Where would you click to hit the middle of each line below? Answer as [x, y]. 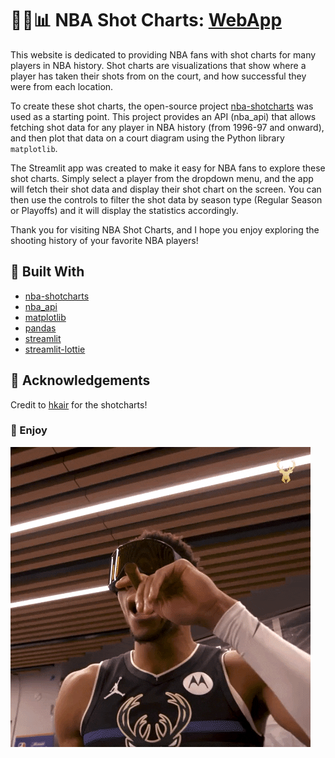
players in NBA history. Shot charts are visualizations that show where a [158, 65]
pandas [40, 328]
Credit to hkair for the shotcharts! [79, 404]
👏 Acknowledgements [80, 380]
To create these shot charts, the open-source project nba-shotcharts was [162, 106]
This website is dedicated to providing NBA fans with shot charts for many [163, 54]
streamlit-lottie [55, 349]
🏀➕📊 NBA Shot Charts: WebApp [146, 20]
